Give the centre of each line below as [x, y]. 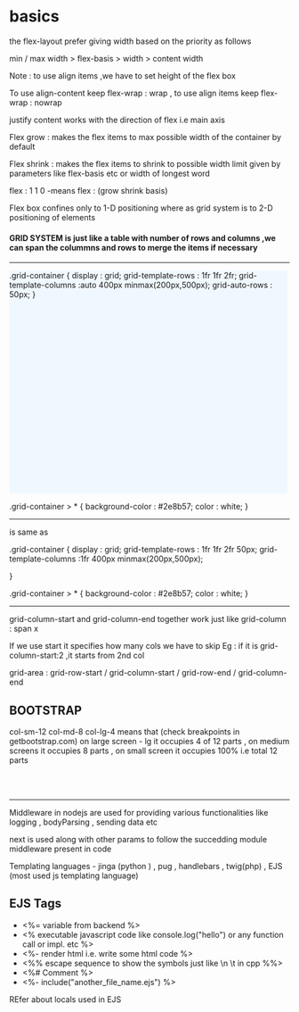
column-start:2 [36, 655]
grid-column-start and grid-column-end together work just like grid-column [148, 619]
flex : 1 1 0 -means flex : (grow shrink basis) [89, 190]
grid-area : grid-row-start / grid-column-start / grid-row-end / [123, 673]
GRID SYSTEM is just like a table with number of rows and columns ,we [142, 237]
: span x [24, 629]
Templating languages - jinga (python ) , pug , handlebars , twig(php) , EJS [146, 866]
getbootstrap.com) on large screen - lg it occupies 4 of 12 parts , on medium [149, 741]
